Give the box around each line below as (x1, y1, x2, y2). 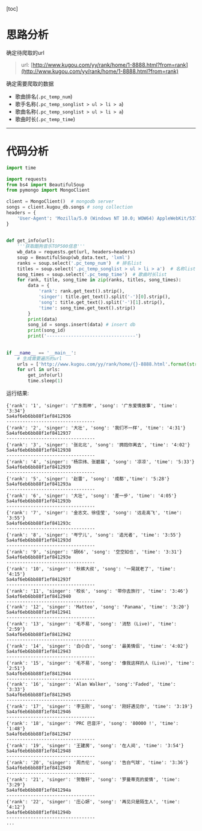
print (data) (28, 316, 58, 322)
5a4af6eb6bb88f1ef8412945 (6, 692, 71, 698)
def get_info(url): (6, 238, 55, 244)
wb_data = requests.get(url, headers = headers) (17, 249, 136, 255)
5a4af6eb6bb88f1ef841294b (6, 809, 71, 815)
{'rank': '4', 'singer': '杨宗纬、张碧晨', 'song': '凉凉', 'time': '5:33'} (6, 459, 195, 465)
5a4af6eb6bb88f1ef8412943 (6, 648, 71, 654)
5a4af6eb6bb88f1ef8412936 (6, 413, 71, 419)
